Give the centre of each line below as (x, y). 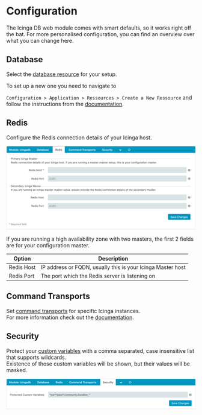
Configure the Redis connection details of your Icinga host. (79, 138)
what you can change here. (40, 40)
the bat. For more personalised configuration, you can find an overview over (100, 34)
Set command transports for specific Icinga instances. (73, 311)
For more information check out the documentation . (70, 317)
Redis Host (22, 267)
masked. (17, 370)
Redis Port (22, 276)
